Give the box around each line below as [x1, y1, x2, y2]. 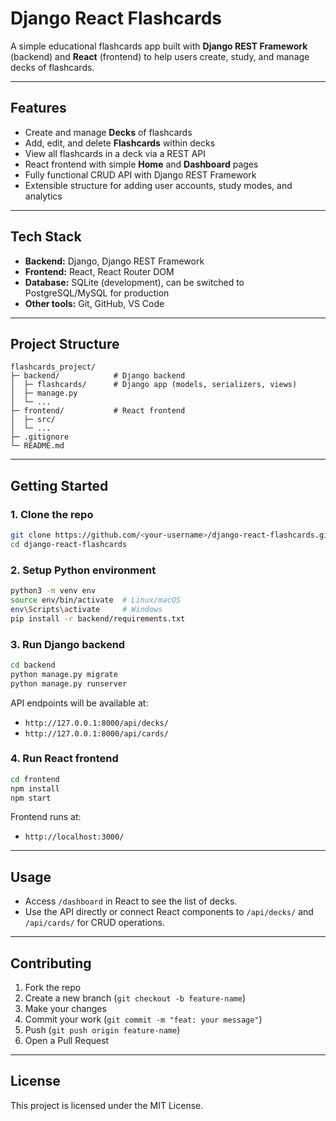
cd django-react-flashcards [10, 539, 128, 549]
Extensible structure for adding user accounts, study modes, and [24, 179, 293, 191]
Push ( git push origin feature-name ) [24, 1024, 181, 1036]
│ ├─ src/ [10, 415, 56, 425]
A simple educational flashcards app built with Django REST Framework [10, 40, 308, 52]
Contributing [10, 955, 92, 972]
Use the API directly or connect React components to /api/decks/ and [24, 906, 314, 918]
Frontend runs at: [10, 811, 82, 823]
